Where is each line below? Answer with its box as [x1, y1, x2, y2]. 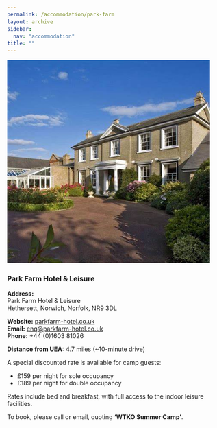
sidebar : [7, 25, 32, 32]
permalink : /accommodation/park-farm [7, 11, 115, 18]
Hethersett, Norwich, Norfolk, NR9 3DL [7, 304, 118, 312]
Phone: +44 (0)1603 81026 [7, 332, 84, 340]
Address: [7, 289, 34, 298]
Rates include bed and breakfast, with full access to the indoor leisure [7, 392, 204, 401]
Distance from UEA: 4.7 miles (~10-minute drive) [7, 345, 146, 353]
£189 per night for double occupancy [16, 379, 122, 388]
